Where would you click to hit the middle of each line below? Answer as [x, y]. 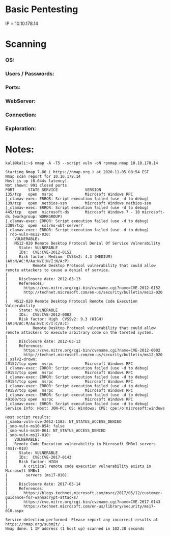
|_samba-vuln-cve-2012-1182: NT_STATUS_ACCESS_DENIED [64, 421]
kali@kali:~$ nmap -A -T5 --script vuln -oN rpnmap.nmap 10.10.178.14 [82, 163]
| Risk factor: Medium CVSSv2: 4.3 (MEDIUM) [59, 257]
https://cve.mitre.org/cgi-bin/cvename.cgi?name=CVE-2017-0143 [92, 502]
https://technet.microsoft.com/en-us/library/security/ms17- [90, 506]
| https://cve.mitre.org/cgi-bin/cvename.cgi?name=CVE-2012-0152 [83, 288]
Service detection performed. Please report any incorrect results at [82, 520]
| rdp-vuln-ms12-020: [28, 234]
